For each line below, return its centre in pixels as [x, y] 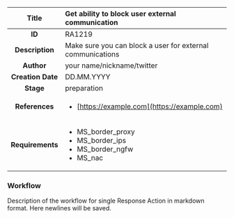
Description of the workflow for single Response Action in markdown [106, 201]
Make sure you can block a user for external [137, 46]
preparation [84, 88]
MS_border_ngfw [105, 149]
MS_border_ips [101, 140]
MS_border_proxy [106, 132]
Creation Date [34, 77]
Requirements [34, 145]
